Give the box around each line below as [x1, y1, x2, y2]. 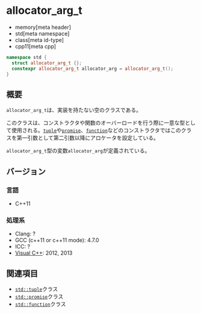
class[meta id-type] [14, 36, 64, 43]
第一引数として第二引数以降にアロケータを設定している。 [16, 134, 159, 141]
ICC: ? [14, 243, 31, 250]
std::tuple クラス [14, 285, 58, 293]
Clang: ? [14, 230, 36, 238]
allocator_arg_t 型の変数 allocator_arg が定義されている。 [6, 147, 150, 154]
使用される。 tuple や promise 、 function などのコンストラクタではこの [11, 127, 182, 134]
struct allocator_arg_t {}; [11, 60, 82, 66]
